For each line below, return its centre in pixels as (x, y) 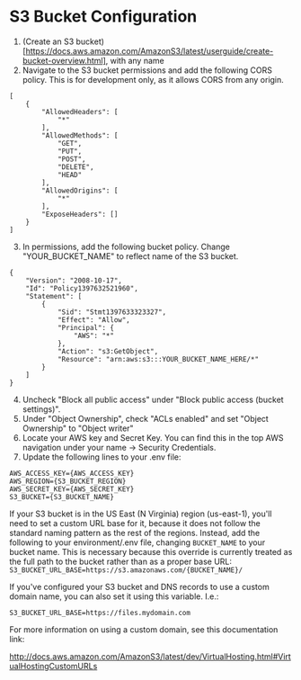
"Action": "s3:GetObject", (108, 351)
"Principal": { (86, 327)
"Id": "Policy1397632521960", (82, 288)
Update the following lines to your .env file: (102, 457)
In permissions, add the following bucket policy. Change (126, 246)
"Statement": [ (54, 296)
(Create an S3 (48, 41)
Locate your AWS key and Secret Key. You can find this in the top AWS (153, 437)
